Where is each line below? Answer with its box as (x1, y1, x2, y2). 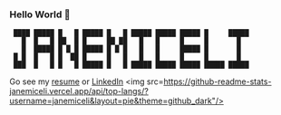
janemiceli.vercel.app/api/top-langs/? (9, 86, 150, 97)
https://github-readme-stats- (162, 76, 272, 87)
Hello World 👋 (9, 8, 71, 21)
